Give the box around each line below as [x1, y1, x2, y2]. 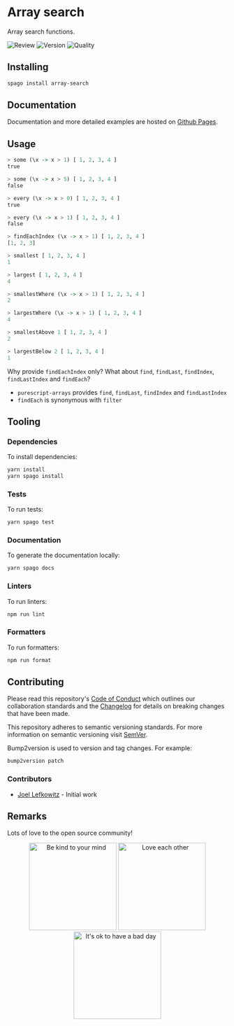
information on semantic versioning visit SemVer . [7, 731, 148, 739]
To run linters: [7, 597, 47, 605]
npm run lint [7, 610, 45, 618]
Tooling [7, 416, 41, 428]
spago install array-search [7, 80, 89, 87]
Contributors [7, 774, 52, 784]
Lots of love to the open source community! [7, 829, 133, 837]
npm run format [7, 656, 52, 663]
